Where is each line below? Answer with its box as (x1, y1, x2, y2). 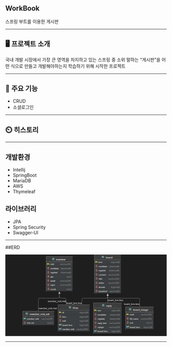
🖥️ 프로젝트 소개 (5, 40, 50, 48)
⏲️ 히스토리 (5, 125, 39, 134)
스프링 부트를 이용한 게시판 (5, 18, 59, 25)
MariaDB (12, 178, 32, 184)
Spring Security (12, 224, 46, 230)
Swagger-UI (12, 229, 38, 236)
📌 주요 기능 (5, 84, 38, 93)
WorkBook (5, 4, 40, 13)
